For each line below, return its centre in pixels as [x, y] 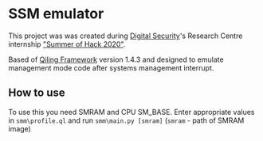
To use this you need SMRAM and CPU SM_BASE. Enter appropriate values [131, 112]
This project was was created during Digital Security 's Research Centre [126, 36]
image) [20, 128]
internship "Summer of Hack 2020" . [67, 44]
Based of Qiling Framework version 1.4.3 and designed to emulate [116, 59]
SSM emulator [56, 14]
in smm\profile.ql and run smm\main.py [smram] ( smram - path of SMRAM [126, 120]
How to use [37, 93]
